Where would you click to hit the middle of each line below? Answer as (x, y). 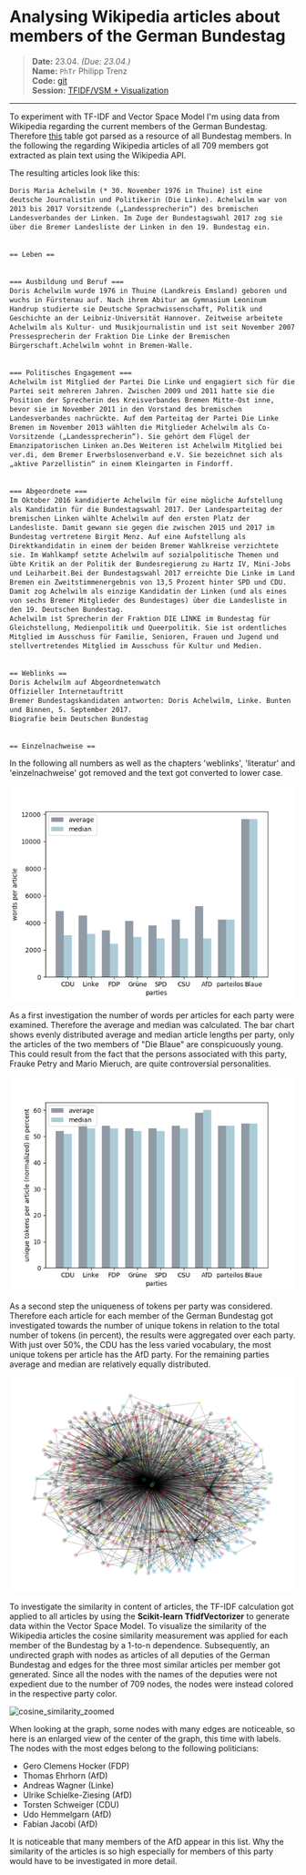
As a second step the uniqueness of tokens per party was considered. (141, 1306)
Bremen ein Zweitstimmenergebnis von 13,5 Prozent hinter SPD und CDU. (148, 582)
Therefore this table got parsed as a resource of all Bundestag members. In (150, 136)
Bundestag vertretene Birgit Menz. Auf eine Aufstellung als (128, 536)
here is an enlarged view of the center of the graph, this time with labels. (145, 1738)
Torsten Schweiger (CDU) (71, 1804)
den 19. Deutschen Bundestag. (67, 609)
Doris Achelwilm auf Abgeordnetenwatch (85, 682)
